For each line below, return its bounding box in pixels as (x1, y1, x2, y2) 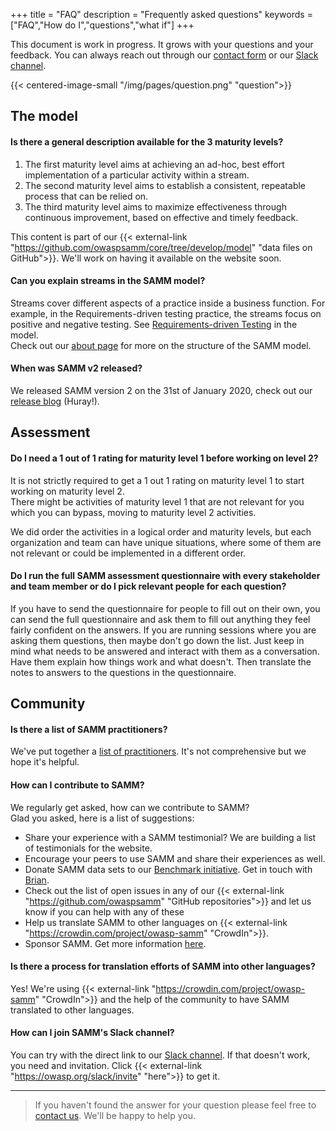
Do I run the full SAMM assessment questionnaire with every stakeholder (10, 570, 321, 582)
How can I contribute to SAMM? (10, 779, 145, 791)
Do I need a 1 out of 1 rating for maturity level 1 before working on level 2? (10, 452, 319, 464)
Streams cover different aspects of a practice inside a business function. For (10, 297, 326, 309)
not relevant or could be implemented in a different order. (10, 547, 247, 559)
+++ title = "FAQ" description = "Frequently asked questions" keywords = (10, 9, 313, 20)
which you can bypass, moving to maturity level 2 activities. (10, 506, 257, 518)
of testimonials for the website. (24, 842, 153, 854)
